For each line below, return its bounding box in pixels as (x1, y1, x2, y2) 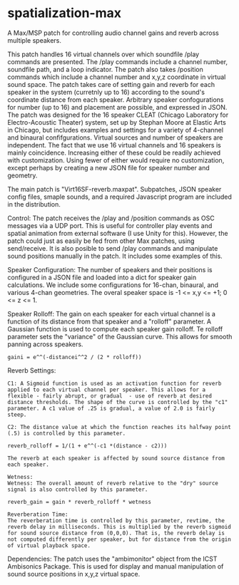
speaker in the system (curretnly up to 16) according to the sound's (7, 88, 205, 96)
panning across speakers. (7, 340, 83, 348)
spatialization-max (7, 5, 122, 21)
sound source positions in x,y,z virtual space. (7, 569, 141, 578)
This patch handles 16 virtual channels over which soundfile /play (7, 50, 200, 58)
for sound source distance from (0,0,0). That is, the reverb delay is (7, 529, 225, 537)
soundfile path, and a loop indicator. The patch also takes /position (7, 65, 203, 73)
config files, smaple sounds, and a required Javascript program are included (7, 192, 232, 201)
